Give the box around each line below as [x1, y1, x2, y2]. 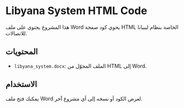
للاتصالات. [5, 29, 28, 36]
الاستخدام [5, 79, 38, 89]
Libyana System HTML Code [5, 4, 147, 18]
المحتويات [5, 47, 38, 57]
